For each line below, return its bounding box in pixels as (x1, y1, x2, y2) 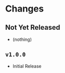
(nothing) (12, 36, 32, 42)
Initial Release (12, 63, 42, 69)
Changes (5, 3, 44, 15)
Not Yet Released (5, 23, 60, 32)
